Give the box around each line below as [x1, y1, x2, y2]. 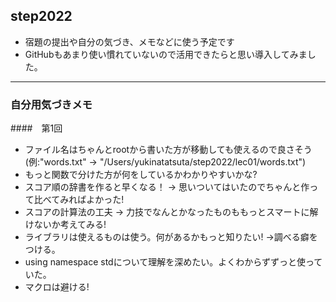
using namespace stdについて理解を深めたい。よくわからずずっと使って [24, 256, 323, 268]
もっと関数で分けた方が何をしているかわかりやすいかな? [24, 169, 258, 181]
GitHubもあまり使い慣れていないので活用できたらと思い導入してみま [24, 48, 308, 60]
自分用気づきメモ [10, 97, 93, 111]
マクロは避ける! [24, 281, 90, 293]
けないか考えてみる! [24, 219, 107, 231]
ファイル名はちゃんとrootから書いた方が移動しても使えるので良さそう [24, 144, 313, 156]
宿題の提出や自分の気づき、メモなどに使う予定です [24, 35, 235, 48]
